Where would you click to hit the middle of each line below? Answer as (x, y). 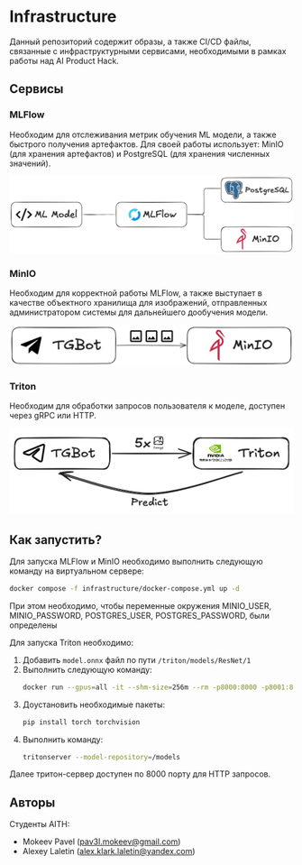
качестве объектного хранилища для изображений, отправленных (138, 303)
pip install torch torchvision (81, 722)
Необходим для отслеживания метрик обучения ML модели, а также (143, 134)
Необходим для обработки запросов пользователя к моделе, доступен (147, 406)
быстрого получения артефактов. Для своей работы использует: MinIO (146, 144)
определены (33, 625)
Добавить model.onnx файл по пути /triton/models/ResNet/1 (137, 659)
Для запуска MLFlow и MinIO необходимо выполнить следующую (136, 561)
